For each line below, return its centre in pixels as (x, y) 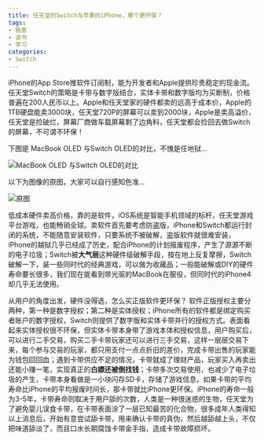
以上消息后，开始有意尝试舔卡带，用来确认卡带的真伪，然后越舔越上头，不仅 (132, 418)
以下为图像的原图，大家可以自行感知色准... (77, 181)
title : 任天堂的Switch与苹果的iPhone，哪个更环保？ (86, 15)
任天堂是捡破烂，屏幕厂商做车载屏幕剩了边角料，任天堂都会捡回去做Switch (129, 122)
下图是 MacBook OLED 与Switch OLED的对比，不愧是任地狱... (108, 148)
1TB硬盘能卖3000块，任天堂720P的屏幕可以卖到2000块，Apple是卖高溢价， (132, 112)
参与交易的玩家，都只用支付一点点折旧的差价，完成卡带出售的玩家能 (145, 350)
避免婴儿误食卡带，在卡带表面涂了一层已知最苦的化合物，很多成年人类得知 (135, 409)
